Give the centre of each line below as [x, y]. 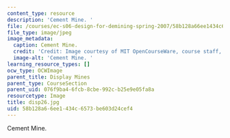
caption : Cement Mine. [46, 45]
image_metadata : [30, 39]
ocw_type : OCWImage [35, 70]
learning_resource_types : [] [49, 64]
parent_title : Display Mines [49, 77]
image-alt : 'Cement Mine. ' [53, 58]
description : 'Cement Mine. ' [50, 20]
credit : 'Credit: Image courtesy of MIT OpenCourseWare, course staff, [118, 52]
